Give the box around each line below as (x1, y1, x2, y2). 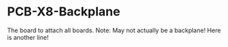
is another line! (7, 33, 49, 41)
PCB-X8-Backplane (7, 4, 121, 19)
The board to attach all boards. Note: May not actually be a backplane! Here (7, 26, 221, 34)
